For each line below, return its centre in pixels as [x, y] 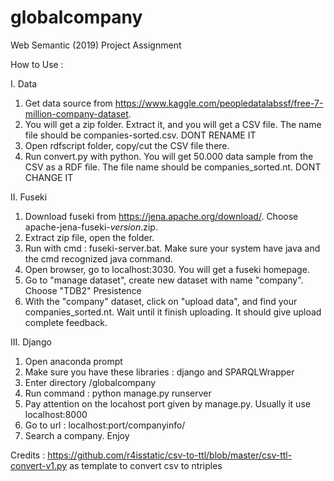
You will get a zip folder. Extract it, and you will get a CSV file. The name [173, 124]
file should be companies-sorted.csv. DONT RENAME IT [140, 135]
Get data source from [68, 103]
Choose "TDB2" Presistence [83, 290]
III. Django [31, 342]
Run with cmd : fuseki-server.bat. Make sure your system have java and [172, 248]
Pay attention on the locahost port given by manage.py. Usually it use [167, 403]
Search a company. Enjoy [77, 435]
